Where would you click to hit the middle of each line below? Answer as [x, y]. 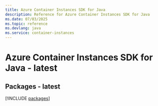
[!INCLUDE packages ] [28, 98]
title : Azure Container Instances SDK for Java [55, 10]
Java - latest [31, 68]
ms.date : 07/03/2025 [27, 19]
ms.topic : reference [27, 24]
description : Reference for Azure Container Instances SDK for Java [78, 14]
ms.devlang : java [23, 28]
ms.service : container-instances [40, 33]
